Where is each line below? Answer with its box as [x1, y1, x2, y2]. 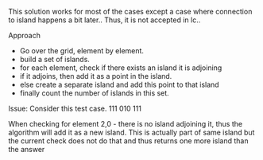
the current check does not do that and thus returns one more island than [8, 136, 249, 146]
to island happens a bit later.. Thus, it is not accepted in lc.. [8, 15, 201, 25]
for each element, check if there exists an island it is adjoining [19, 63, 222, 72]
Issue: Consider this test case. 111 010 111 [8, 103, 141, 113]
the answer [8, 145, 45, 154]
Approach [8, 31, 41, 40]
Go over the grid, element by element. [19, 46, 145, 55]
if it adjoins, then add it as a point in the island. [19, 72, 172, 80]
